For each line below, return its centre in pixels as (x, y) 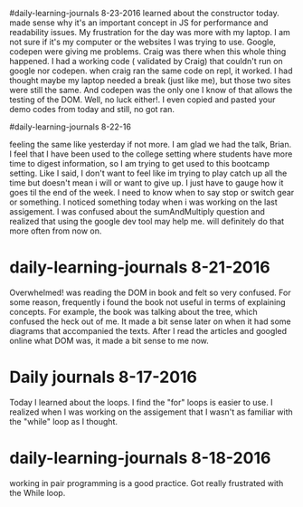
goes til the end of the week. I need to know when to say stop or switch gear (152, 192)
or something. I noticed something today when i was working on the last (143, 202)
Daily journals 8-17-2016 (103, 377)
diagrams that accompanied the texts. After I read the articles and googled (148, 330)
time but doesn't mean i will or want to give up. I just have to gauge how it (147, 183)
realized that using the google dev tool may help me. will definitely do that (147, 221)
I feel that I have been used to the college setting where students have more (151, 154)
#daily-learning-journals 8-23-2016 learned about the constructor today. (144, 13)
